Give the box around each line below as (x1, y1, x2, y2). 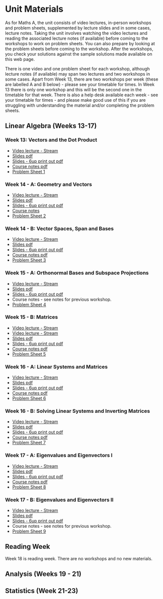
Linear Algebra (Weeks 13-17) (5, 122, 97, 130)
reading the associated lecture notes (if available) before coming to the (5, 35, 148, 41)
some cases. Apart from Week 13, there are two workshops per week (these (5, 76, 159, 82)
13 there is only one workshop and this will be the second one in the (5, 86, 142, 92)
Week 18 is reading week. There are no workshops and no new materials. (5, 555, 153, 561)
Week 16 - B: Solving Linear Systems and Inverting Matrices (5, 408, 150, 415)
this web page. (5, 56, 35, 62)
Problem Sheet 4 (12, 301, 47, 308)
